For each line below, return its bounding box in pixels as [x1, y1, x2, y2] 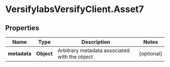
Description [81, 39, 110, 45]
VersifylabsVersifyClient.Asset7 [5, 4, 144, 15]
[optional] [139, 50, 162, 57]
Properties [5, 24, 39, 32]
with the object [57, 53, 93, 60]
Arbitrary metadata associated [57, 47, 130, 54]
